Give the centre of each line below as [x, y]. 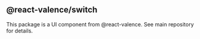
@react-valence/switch [52, 10]
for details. [20, 31]
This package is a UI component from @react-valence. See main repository [100, 24]
